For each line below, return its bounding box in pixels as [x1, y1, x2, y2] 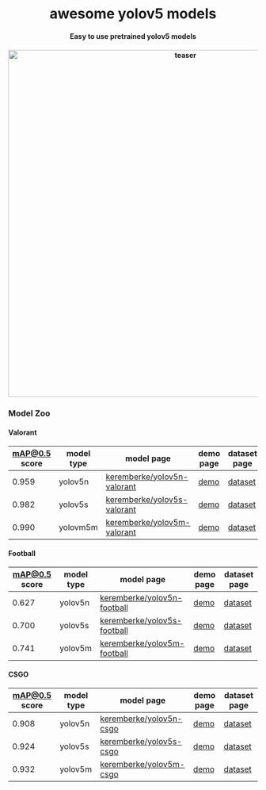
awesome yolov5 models [49, 5, 217, 23]
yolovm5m [59, 521, 98, 532]
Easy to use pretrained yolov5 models [70, 31, 196, 40]
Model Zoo [8, 408, 51, 419]
